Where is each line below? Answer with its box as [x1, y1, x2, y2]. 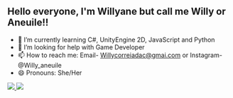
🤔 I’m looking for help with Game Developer [17, 42, 145, 51]
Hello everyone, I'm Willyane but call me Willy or [7, 6, 226, 18]
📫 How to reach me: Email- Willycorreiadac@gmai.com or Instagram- [17, 51, 222, 59]
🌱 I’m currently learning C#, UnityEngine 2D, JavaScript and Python [17, 35, 215, 44]
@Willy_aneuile [17, 61, 63, 69]
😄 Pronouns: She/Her [17, 68, 82, 77]
